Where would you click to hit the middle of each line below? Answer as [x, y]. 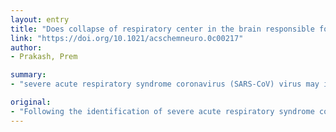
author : [26, 47]
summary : [28, 75]
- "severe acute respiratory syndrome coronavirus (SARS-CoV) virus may [165, 84]
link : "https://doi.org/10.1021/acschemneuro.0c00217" [127, 38]
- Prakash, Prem [44, 57]
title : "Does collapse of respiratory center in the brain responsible [162, 29]
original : [31, 102]
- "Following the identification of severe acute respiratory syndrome [162, 111]
